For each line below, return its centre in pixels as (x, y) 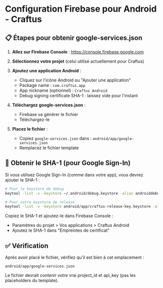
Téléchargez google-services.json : (49, 105)
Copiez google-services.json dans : (56, 138)
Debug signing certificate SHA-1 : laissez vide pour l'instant (79, 95)
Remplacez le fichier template (49, 148)
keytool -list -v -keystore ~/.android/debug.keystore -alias (69, 193)
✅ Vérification (27, 246)
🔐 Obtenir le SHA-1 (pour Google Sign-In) (68, 163)
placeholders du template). (32, 281)
